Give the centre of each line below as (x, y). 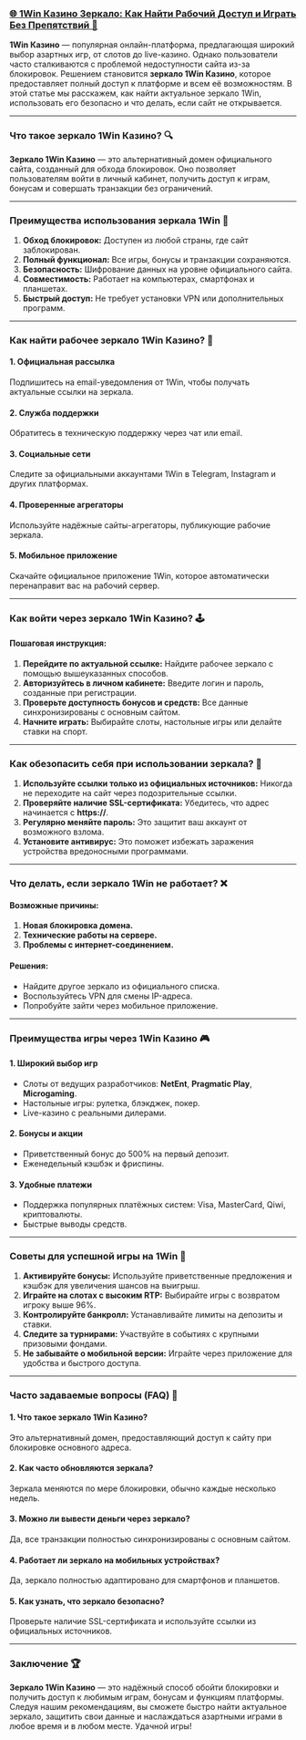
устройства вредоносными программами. (106, 852)
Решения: (29, 966)
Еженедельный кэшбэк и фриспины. (93, 1163)
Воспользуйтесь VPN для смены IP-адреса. (107, 996)
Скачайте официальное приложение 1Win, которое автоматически (139, 575)
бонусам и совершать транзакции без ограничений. (112, 188)
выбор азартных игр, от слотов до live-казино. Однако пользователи (143, 55)
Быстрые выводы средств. (75, 1224)
